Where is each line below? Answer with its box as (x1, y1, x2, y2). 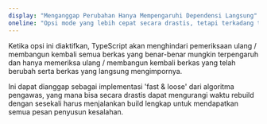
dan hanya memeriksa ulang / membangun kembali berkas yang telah (8, 57, 236, 68)
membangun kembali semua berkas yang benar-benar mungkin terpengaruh (8, 49, 259, 59)
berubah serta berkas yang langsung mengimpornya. (8, 66, 183, 76)
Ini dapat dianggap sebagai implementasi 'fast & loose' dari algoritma (8, 81, 234, 91)
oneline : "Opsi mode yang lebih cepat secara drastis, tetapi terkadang (8, 19, 254, 27)
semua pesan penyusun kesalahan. (8, 107, 124, 116)
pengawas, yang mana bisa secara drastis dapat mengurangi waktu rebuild (8, 90, 254, 99)
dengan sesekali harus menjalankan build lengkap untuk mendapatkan (8, 99, 239, 108)
